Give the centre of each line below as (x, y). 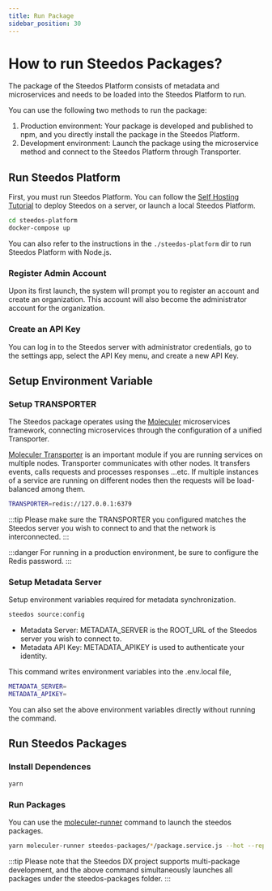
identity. (34, 656)
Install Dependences (50, 767)
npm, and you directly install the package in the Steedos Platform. (130, 135)
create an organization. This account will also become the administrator (127, 299)
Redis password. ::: (40, 562)
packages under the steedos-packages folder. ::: (90, 878)
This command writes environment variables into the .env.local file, (120, 672)
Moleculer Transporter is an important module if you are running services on (136, 454)
